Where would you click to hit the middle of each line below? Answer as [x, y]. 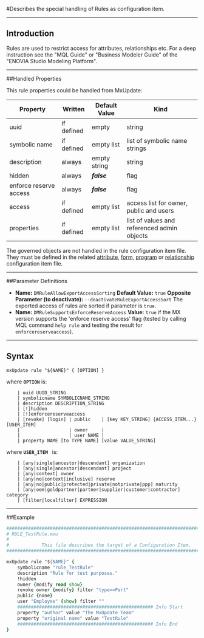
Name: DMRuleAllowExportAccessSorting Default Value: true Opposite [103, 293]
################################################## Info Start [100, 607]
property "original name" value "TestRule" [73, 618]
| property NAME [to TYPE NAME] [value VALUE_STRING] [87, 441]
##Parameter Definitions [37, 281]
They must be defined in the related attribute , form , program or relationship [100, 257]
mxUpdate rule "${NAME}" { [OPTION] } [55, 370]
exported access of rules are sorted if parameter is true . [86, 306]
